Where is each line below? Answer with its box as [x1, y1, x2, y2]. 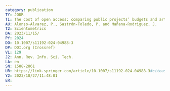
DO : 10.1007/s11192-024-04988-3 [5, 40, 73, 45]
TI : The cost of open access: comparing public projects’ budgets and [5, 17, 157, 22]
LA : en [5, 59, 19, 64]
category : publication [5, 7, 53, 13]
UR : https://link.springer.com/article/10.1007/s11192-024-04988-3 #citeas [5, 69, 166, 74]
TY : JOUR [5, 12, 24, 17]
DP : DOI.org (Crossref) [5, 45, 56, 50]
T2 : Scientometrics [5, 26, 47, 31]
